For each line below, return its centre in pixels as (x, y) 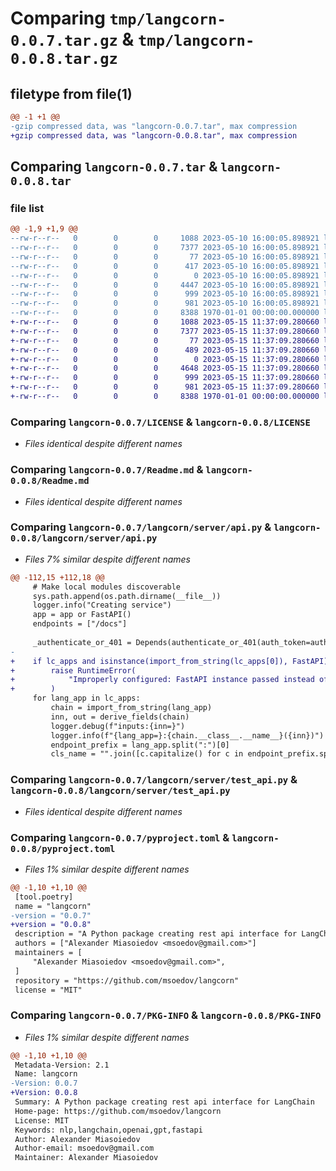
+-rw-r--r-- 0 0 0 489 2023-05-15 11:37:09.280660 (165, 350)
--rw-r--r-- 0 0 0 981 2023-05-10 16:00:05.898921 (165, 303)
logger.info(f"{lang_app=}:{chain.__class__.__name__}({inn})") (187, 735)
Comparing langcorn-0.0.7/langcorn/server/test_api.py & (154, 780)
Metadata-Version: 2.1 (62, 1065)
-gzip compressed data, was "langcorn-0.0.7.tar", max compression (154, 126)
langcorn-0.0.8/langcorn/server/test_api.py (120, 791)
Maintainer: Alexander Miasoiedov (86, 1158)
